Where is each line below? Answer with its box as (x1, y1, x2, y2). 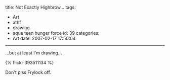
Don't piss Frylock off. (5, 69, 52, 75)
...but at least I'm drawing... (5, 50, 62, 56)
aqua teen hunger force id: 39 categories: (12, 30, 100, 36)
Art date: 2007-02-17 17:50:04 (12, 35, 76, 41)
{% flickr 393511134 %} (5, 60, 54, 65)
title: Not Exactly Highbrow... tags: (5, 5, 76, 10)
